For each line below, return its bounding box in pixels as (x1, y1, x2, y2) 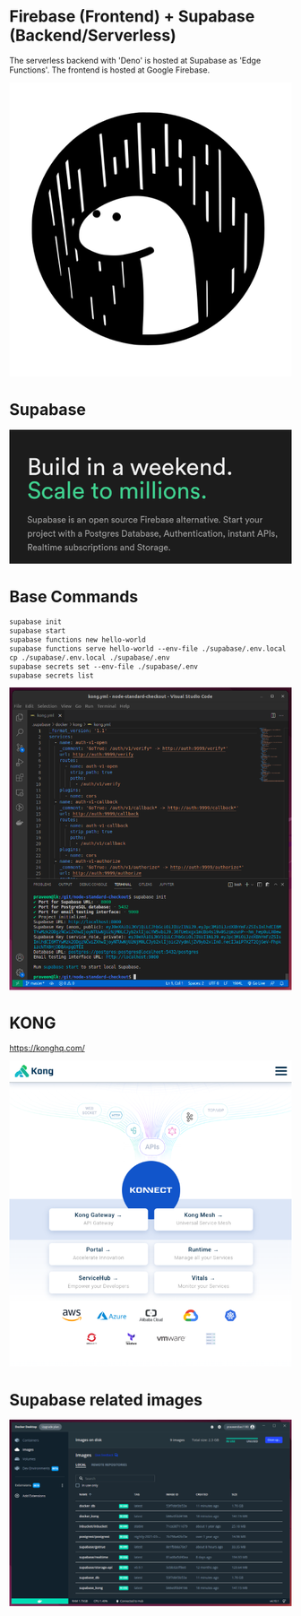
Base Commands (9, 587, 139, 607)
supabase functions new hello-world (9, 635, 146, 644)
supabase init (9, 617, 63, 627)
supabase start (9, 626, 66, 635)
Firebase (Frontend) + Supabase (9, 6, 255, 27)
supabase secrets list (9, 670, 94, 680)
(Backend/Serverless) (9, 25, 176, 46)
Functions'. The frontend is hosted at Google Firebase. (9, 65, 211, 75)
